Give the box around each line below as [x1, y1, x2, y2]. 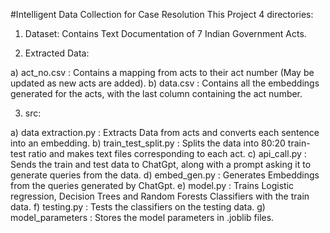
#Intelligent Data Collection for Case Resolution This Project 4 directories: [10, 9, 314, 20]
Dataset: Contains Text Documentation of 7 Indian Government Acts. [24, 28, 307, 39]
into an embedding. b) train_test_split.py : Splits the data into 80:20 [10, 137, 286, 149]
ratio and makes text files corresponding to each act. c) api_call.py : [28, 148, 307, 159]
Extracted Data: [24, 47, 90, 59]
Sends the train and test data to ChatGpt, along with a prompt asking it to [10, 159, 312, 170]
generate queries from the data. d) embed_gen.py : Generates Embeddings [10, 169, 320, 181]
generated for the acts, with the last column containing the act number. [10, 88, 303, 99]
